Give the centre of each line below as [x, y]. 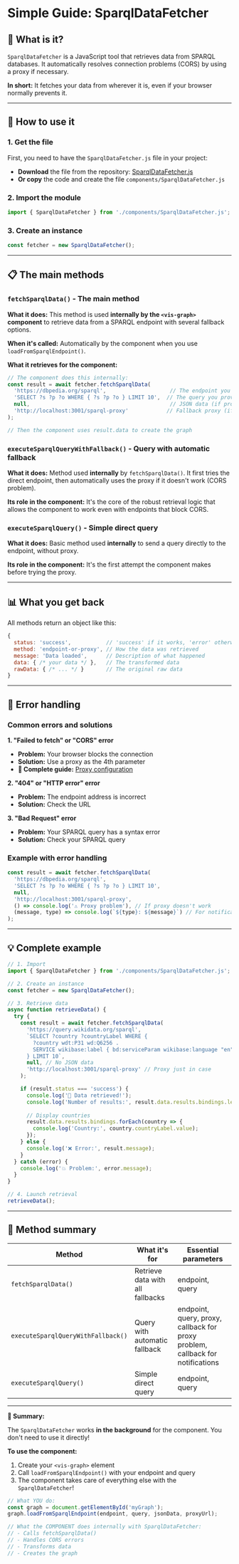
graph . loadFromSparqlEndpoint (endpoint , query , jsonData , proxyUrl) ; [113, 1514]
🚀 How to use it [41, 122]
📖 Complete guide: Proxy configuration [75, 769]
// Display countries [58, 1116]
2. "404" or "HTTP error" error [54, 783]
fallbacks [149, 1297]
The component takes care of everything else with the [97, 1480]
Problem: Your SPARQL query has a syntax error [89, 831]
